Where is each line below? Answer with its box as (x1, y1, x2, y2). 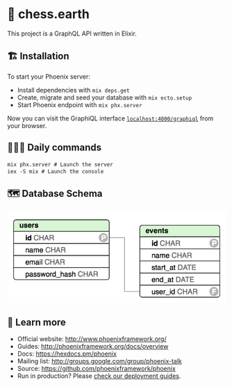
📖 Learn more (7, 316, 66, 328)
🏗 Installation (7, 50, 69, 62)
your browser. (7, 121, 47, 129)
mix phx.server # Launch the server (7, 161, 113, 168)
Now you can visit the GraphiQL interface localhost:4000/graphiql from (7, 114, 214, 123)
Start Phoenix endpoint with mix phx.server (17, 100, 142, 109)
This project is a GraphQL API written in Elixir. (7, 29, 137, 38)
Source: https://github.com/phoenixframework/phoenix (17, 365, 176, 373)
